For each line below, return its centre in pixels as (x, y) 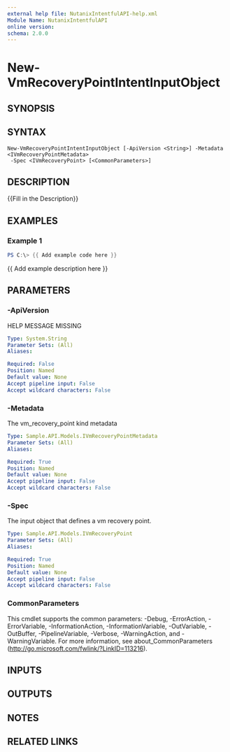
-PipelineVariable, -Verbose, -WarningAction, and (109, 633)
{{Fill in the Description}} (43, 199)
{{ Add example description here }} (58, 269)
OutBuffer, (22, 633)
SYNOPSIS (31, 108)
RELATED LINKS (43, 742)
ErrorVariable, (27, 626)
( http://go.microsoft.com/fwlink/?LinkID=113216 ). (78, 648)
